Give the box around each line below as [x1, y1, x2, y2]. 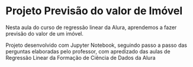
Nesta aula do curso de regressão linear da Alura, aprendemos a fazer [5, 24, 177, 31]
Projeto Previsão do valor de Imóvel [5, 4, 183, 18]
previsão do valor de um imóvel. [5, 30, 84, 37]
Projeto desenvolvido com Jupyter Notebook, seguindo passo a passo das [5, 42, 188, 49]
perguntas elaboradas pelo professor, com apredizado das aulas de [5, 47, 171, 55]
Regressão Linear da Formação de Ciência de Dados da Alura [5, 54, 156, 61]
